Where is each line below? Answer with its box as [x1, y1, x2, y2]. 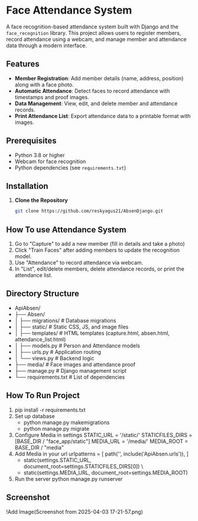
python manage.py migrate [23, 425, 90, 432]
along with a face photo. [14, 81, 74, 88]
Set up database [14, 412, 55, 419]
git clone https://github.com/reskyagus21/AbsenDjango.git [14, 208, 164, 214]
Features [6, 59, 40, 69]
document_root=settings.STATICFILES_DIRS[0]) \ [23, 463, 144, 470]
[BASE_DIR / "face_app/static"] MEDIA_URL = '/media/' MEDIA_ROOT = [14, 438, 189, 445]
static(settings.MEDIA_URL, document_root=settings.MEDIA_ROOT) [23, 469, 188, 476]
